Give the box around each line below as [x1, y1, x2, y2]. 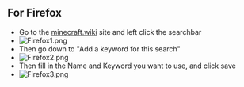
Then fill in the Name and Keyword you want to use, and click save [18, 61, 237, 70]
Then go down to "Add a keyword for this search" [18, 43, 181, 54]
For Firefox [7, 6, 63, 20]
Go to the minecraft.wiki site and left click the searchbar [18, 27, 202, 36]
